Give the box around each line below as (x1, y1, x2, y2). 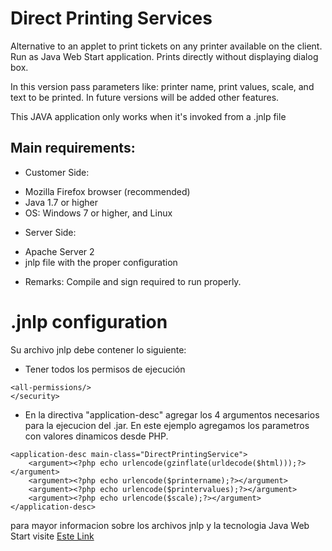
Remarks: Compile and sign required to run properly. (24, 275, 242, 287)
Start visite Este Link (10, 530, 95, 542)
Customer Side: (24, 166, 90, 178)
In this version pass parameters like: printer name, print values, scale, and (10, 80, 315, 92)
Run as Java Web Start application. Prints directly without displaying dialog (10, 50, 319, 62)
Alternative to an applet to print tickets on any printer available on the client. (10, 40, 323, 52)
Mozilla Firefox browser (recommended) (24, 185, 191, 197)
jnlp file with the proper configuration (24, 256, 178, 268)
